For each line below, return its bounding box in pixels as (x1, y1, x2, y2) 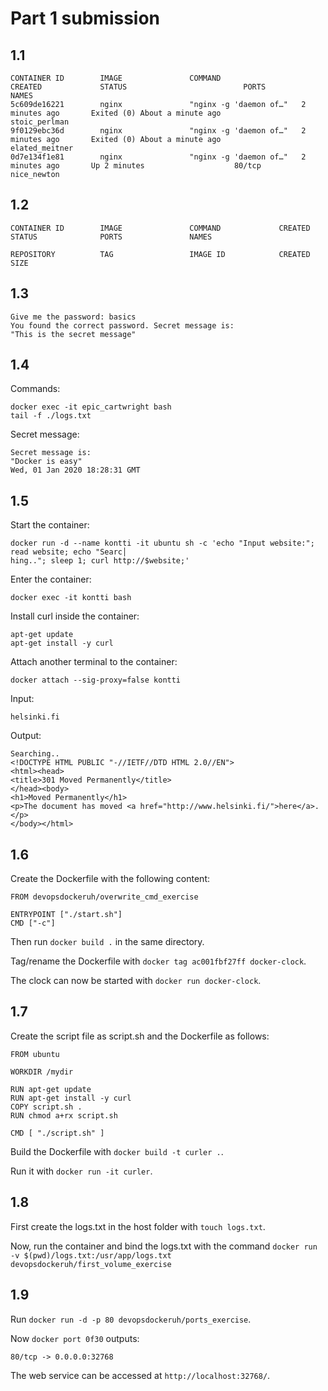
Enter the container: (10, 573, 92, 586)
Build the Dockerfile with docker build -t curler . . (10, 1145, 224, 1157)
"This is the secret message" (10, 329, 137, 339)
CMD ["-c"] (10, 918, 56, 929)
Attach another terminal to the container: (10, 656, 178, 668)
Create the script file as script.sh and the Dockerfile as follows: (10, 1030, 270, 1042)
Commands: (10, 383, 61, 395)
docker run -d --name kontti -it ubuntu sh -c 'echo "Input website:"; (10, 538, 315, 549)
